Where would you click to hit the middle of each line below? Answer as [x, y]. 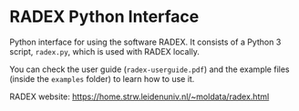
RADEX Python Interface [104, 17]
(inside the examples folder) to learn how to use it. [102, 78]
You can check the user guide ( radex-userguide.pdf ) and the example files [149, 69]
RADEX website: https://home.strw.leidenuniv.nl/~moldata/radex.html [139, 96]
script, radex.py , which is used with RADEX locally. [105, 51]
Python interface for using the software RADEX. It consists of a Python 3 [145, 42]
